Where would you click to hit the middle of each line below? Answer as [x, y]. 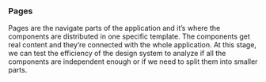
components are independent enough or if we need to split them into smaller [133, 61]
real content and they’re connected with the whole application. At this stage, [133, 45]
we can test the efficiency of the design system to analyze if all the [117, 54]
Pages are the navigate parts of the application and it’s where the [114, 28]
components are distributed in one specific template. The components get [129, 36]
